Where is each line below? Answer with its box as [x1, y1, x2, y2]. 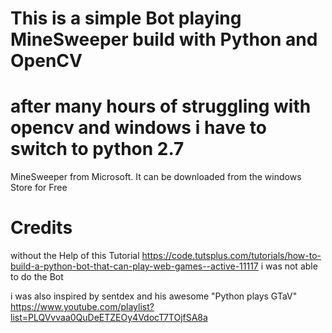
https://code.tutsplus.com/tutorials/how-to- [141, 250, 322, 262]
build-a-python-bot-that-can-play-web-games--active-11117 [10, 260, 259, 272]
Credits [10, 217, 73, 239]
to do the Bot [10, 271, 64, 283]
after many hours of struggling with [10, 95, 312, 118]
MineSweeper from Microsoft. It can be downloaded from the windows [10, 171, 302, 183]
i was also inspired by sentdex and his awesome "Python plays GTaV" [10, 290, 298, 302]
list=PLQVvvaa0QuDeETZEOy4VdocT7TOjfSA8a [10, 312, 208, 324]
